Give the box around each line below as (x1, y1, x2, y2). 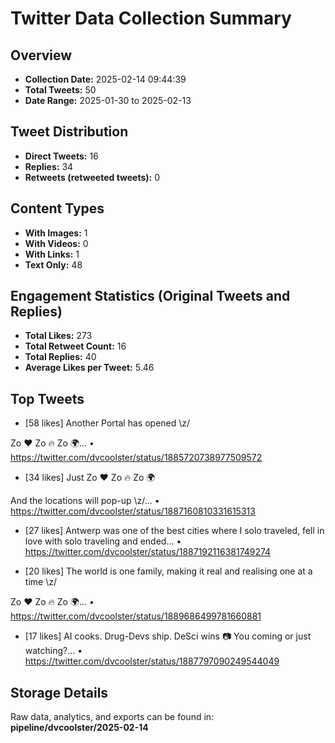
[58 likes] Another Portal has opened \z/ (24, 417, 191, 429)
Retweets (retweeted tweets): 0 (24, 171, 161, 183)
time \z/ (24, 576, 57, 588)
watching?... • (24, 645, 83, 657)
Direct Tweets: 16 (24, 150, 99, 162)
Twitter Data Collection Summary (10, 7, 292, 30)
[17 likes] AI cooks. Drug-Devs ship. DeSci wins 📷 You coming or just (24, 630, 312, 642)
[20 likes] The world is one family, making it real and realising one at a (24, 565, 313, 577)
